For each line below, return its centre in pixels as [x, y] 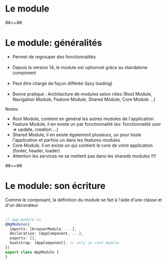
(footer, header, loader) [36, 150]
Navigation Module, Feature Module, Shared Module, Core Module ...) [84, 99]
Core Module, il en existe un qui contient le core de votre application [83, 145]
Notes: [12, 109]
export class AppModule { [32, 252]
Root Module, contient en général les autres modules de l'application [83, 119]
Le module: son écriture [55, 186]
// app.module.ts [23, 219]
